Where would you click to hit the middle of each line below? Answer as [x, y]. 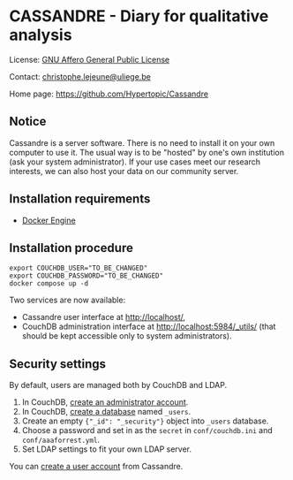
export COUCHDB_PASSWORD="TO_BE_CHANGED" [86, 276]
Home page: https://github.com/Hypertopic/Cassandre [109, 94]
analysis [41, 35]
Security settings [58, 364]
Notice [28, 122]
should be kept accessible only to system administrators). [127, 336]
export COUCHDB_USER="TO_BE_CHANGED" [79, 268]
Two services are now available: [68, 300]
